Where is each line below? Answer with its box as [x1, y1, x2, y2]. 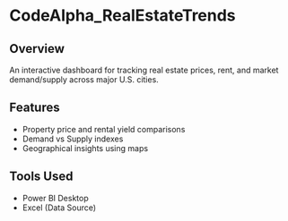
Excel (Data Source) [22, 202, 97, 213]
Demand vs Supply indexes [22, 133, 124, 144]
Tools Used [9, 169, 74, 184]
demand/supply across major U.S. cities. [9, 74, 159, 85]
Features [9, 100, 60, 115]
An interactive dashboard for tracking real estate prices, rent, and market [9, 64, 279, 75]
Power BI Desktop [22, 192, 89, 203]
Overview [9, 41, 65, 56]
